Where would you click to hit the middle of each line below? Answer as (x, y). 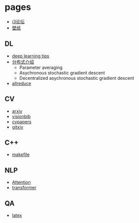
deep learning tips (30, 56)
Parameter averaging (41, 67)
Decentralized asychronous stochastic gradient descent (77, 78)
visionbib (21, 116)
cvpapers (22, 122)
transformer (24, 188)
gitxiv (17, 127)
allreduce (21, 83)
